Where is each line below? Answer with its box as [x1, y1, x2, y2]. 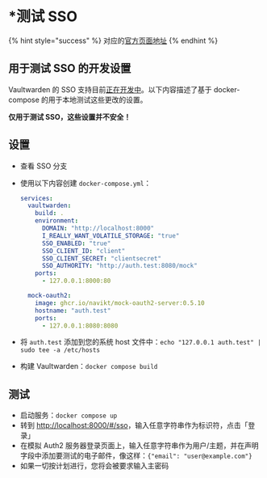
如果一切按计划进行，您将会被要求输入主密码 [19, 461, 169, 471]
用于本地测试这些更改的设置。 [48, 95, 148, 104]
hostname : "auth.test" [35, 307, 111, 315]
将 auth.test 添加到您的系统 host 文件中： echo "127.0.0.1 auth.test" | [19, 337, 262, 347]
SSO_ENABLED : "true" [41, 239, 111, 247]
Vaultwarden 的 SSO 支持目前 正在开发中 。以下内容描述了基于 [8, 84, 212, 94]
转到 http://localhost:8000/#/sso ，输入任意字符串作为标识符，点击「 [19, 421, 248, 430]
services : [19, 194, 54, 202]
